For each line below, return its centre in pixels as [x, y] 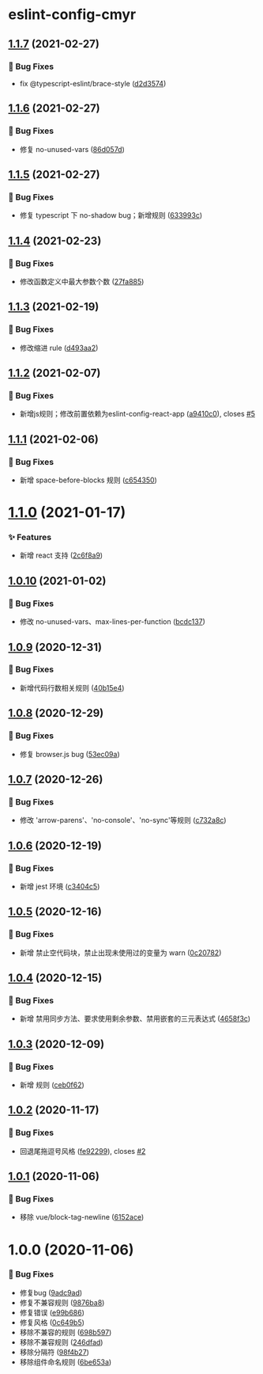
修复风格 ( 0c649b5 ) [52, 1322]
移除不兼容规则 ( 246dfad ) [61, 1342]
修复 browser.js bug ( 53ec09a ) [70, 754]
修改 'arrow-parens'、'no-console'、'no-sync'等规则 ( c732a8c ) [123, 820]
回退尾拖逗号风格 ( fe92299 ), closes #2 [83, 1151]
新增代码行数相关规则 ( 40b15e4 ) [72, 687]
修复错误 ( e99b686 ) [52, 1312]
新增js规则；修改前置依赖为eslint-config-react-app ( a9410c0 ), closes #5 [137, 414]
